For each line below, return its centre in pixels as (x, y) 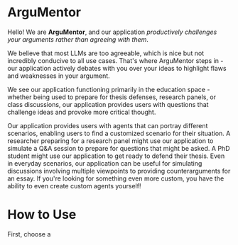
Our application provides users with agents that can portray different (108, 125)
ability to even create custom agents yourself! (74, 186)
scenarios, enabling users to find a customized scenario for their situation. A (119, 133)
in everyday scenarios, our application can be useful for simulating (105, 163)
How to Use (42, 215)
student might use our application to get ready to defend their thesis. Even (116, 156)
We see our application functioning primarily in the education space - (109, 89)
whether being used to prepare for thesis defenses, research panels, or (112, 97)
